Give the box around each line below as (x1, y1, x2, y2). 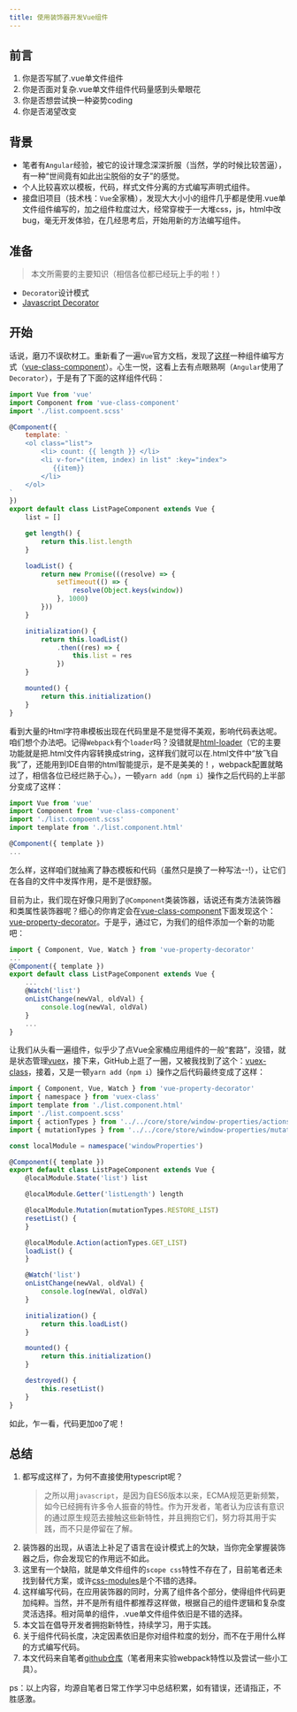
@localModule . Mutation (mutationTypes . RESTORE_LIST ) (25, 1206, 219, 1215)
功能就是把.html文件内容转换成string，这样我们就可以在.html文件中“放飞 (9, 748, 271, 758)
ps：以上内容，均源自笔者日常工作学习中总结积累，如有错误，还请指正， (9, 1683, 274, 1693)
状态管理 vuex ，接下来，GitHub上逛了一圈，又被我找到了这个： (16, 1056, 246, 1066)
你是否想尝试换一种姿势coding (21, 95, 133, 106)
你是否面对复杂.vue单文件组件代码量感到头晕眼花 (21, 84, 202, 95)
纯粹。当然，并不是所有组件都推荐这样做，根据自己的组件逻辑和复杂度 (29, 1598, 286, 1608)
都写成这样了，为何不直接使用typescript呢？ (21, 1471, 184, 1482)
